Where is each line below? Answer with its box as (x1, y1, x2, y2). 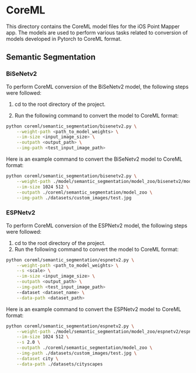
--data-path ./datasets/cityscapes (16, 361, 103, 367)
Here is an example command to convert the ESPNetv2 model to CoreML (6, 305, 181, 313)
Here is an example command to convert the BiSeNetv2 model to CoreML (6, 156, 183, 163)
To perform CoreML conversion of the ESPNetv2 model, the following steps (6, 222, 188, 229)
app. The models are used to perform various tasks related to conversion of (6, 29, 188, 36)
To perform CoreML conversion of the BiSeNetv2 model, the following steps (6, 83, 189, 90)
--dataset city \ (16, 355, 59, 361)
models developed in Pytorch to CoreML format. (6, 35, 122, 42)
